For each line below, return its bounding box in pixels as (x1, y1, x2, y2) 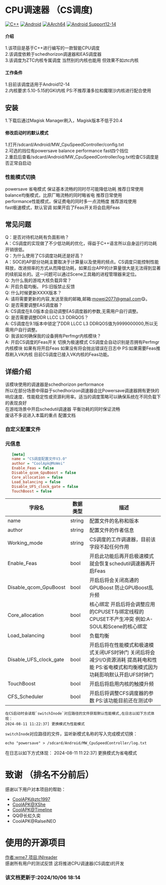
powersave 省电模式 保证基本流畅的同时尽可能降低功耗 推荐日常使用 (5, 186, 144, 192)
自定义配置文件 (5, 426, 41, 433)
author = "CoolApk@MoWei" (11, 461, 65, 466)
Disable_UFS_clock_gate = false (11, 484, 79, 489)
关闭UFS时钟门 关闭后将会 (94, 649, 155, 656)
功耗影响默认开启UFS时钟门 (89, 671, 154, 678)
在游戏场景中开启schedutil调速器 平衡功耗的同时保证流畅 (5, 406, 120, 412)
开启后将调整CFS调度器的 (89, 690, 149, 697)
